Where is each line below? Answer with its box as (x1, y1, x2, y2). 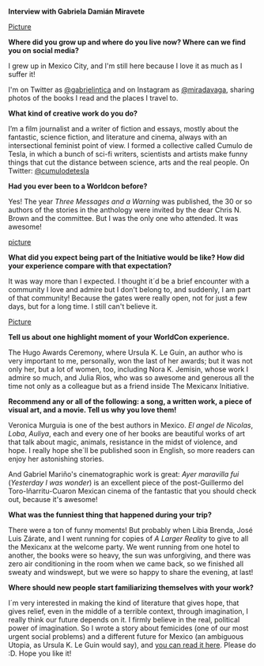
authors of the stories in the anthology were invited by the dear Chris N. (8, 205, 242, 215)
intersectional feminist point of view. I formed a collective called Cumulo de (8, 141, 253, 150)
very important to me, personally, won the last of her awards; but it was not (8, 356, 253, 365)
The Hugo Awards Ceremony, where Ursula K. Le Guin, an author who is (8, 348, 243, 357)
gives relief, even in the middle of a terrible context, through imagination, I (8, 607, 249, 616)
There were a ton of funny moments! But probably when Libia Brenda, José (8, 526, 253, 535)
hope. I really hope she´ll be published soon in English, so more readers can (8, 446, 255, 455)
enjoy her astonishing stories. (8, 455, 104, 463)
